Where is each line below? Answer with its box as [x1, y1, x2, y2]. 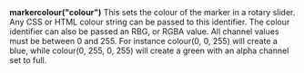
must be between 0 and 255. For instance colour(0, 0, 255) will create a [9, 36, 278, 47]
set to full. [9, 55, 47, 66]
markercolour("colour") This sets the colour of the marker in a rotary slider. [9, 7, 296, 18]
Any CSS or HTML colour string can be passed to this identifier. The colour [9, 16, 290, 28]
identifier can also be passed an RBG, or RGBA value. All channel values [9, 26, 279, 37]
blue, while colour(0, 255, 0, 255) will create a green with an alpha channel [9, 45, 289, 56]
